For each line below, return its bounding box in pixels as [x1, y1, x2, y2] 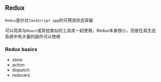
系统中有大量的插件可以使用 [5, 33, 61, 39]
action [12, 62, 25, 68]
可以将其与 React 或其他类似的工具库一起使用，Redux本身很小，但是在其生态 [5, 27, 156, 33]
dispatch [12, 67, 30, 73]
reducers [12, 72, 31, 78]
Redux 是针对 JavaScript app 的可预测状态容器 [5, 17, 94, 23]
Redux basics [5, 46, 38, 53]
